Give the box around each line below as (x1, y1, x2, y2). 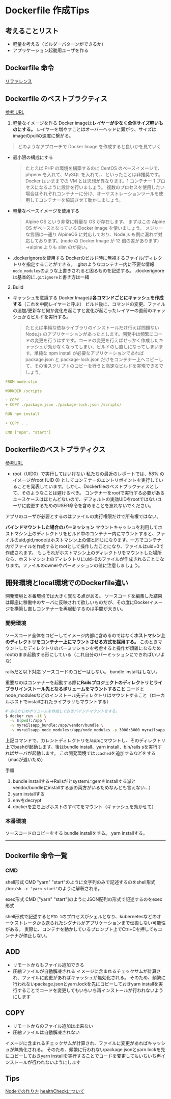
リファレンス (5, 78, 32, 84)
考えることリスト (5, 26, 59, 35)
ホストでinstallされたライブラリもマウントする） (9, 698, 111, 704)
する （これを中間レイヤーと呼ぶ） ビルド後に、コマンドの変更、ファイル (12, 301, 165, 307)
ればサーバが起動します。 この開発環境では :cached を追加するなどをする (5, 750, 156, 756)
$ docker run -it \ (5, 713, 47, 719)
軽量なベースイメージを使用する (12, 207, 80, 214)
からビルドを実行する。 (21, 314, 71, 320)
